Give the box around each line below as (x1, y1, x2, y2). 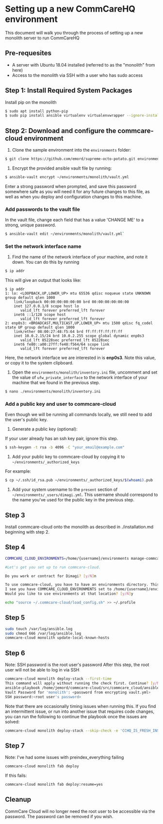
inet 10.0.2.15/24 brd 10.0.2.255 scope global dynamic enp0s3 (14, 334, 145, 339)
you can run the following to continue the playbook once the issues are (5, 713, 147, 720)
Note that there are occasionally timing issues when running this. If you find (5, 703, 156, 709)
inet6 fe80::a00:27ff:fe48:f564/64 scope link (14, 342, 110, 347)
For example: (5, 468, 32, 474)
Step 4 (5, 543, 26, 551)
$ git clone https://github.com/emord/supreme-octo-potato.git (5, 156, 136, 161)
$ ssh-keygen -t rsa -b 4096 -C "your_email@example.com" (5, 445, 125, 450)
